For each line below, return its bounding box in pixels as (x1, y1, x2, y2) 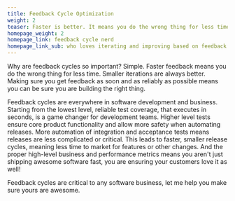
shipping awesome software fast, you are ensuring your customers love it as (7, 158, 227, 165)
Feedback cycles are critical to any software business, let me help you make (7, 179, 227, 186)
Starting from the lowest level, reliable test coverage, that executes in (7, 106, 207, 113)
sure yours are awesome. (7, 186, 80, 194)
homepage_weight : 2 (7, 29, 64, 37)
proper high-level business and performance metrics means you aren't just (7, 150, 224, 158)
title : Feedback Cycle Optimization (7, 10, 114, 18)
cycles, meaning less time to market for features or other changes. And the (7, 143, 224, 151)
